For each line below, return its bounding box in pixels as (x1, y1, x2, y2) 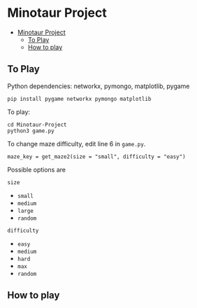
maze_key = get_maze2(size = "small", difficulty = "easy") (7, 153, 187, 160)
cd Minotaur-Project (7, 121, 68, 128)
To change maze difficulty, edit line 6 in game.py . (7, 139, 146, 148)
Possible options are (7, 165, 66, 174)
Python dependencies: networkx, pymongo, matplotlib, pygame (7, 82, 190, 90)
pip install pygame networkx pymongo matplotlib (7, 95, 152, 102)
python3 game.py (7, 127, 54, 134)
